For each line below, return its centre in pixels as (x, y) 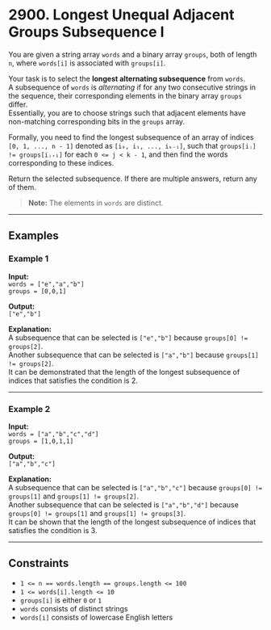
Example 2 (29, 409)
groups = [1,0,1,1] (41, 441)
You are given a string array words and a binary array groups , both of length (133, 54)
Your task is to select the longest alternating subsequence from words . (127, 78)
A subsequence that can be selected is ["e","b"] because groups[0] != (128, 338)
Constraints (39, 563)
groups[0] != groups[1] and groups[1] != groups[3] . (97, 513)
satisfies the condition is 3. (53, 530)
